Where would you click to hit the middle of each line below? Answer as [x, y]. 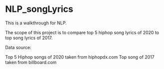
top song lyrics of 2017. [29, 38]
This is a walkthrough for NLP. [36, 23]
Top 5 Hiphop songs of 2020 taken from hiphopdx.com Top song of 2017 [80, 57]
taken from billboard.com [31, 62]
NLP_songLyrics [39, 9]
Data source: [18, 47]
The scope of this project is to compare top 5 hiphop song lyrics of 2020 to [82, 32]
